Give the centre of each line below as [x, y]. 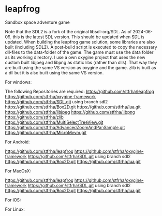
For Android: [17, 142]
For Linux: [15, 209]
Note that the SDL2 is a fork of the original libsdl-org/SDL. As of [68, 31]
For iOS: [13, 200]
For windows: [19, 82]
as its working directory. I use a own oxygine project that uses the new [75, 57]
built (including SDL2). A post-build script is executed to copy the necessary [81, 47]
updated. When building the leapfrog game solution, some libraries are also [80, 42]
